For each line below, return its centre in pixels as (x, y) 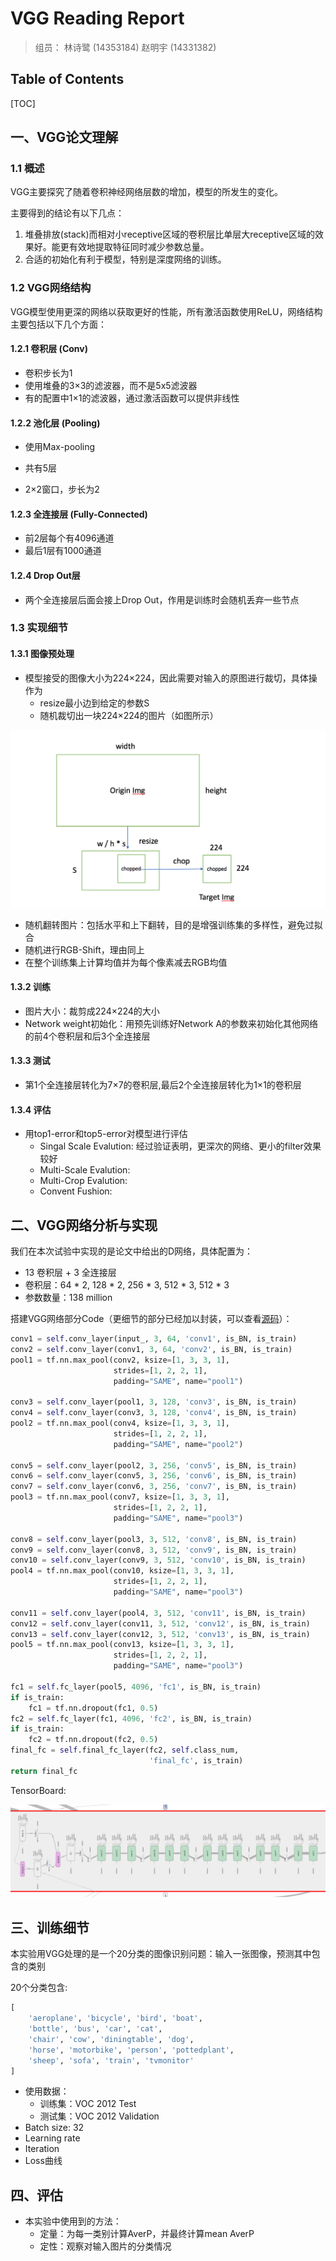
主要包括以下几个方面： (58, 324)
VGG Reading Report (97, 18)
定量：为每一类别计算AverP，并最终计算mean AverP (147, 2234)
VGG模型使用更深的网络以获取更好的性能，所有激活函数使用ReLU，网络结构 (166, 311)
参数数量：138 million (68, 1298)
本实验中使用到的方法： (73, 2221)
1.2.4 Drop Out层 (45, 575)
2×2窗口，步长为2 (62, 489)
